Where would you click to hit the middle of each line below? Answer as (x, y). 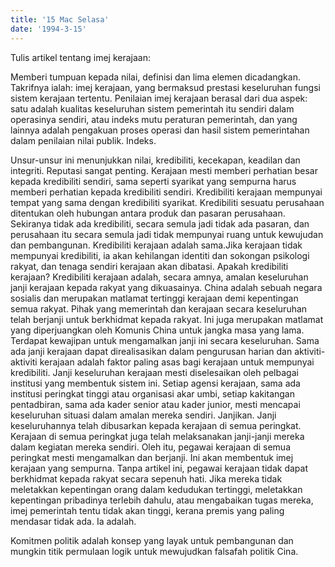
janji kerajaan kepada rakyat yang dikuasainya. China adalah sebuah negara (166, 287)
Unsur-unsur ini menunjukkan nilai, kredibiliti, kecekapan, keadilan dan (155, 160)
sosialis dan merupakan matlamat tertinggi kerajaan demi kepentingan (154, 298)
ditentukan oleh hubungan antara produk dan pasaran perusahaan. (148, 213)
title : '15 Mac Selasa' (60, 19)
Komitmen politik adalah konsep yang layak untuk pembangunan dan (152, 540)
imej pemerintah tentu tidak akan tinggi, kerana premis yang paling (147, 510)
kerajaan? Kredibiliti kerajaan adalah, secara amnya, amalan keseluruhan (159, 277)
